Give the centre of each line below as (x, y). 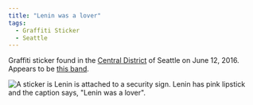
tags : (17, 23)
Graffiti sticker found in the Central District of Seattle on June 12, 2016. (124, 60)
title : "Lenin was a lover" (55, 16)
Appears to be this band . (49, 69)
